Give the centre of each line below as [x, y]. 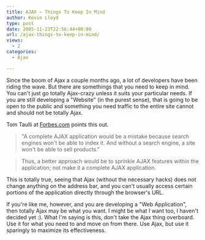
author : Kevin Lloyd [33, 18]
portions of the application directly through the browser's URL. [85, 192]
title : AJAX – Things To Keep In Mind [56, 12]
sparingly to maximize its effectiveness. [56, 230]
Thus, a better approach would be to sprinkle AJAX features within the [110, 161]
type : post [20, 23]
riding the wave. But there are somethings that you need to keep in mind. [98, 87]
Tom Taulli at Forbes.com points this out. [58, 124]
